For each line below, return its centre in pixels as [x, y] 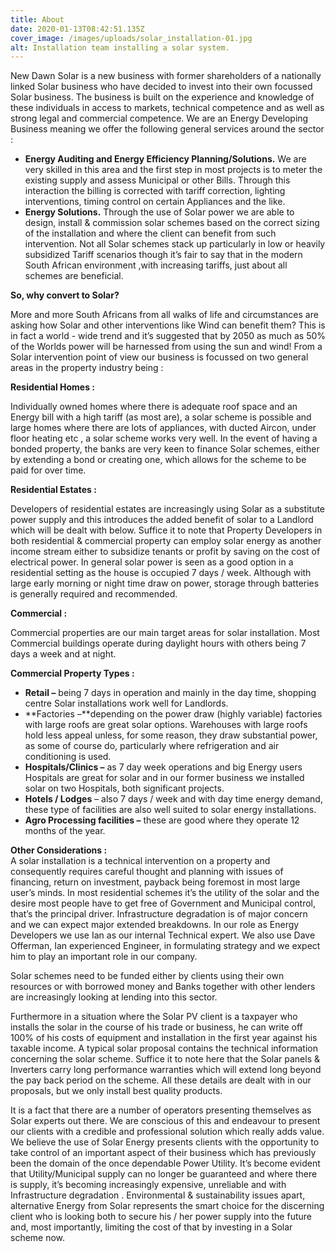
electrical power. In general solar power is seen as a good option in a [152, 562]
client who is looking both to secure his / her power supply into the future [161, 1217]
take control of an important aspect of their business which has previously [163, 1153]
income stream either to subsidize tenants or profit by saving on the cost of [165, 552]
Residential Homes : [53, 387]
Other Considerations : [59, 850]
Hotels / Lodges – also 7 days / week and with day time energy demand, [173, 799]
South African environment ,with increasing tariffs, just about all [156, 265]
